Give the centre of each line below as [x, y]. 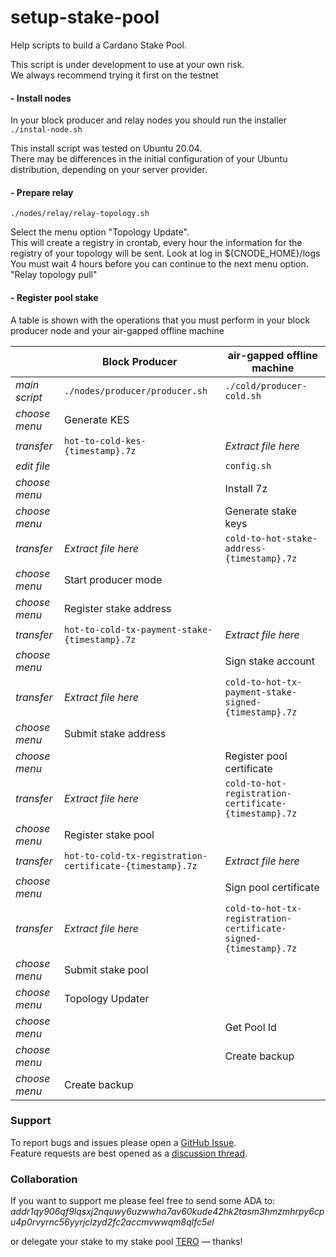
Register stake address [117, 608]
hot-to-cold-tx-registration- [135, 855]
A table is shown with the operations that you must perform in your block [160, 320]
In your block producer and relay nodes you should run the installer [149, 120]
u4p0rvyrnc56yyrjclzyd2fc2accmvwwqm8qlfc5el [112, 1222]
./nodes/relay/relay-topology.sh [80, 214]
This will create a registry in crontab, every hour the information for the [156, 243]
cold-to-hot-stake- [271, 538]
